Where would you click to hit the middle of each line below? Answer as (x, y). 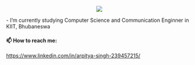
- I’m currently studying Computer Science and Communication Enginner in (97, 20)
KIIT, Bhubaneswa (28, 26)
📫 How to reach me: (32, 40)
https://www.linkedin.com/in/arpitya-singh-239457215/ (73, 56)
